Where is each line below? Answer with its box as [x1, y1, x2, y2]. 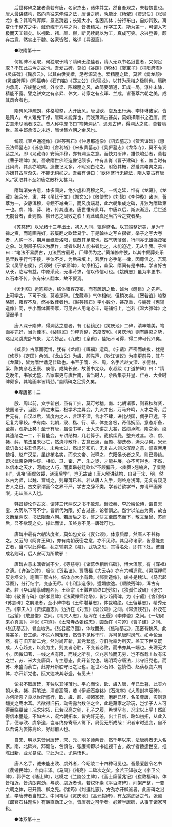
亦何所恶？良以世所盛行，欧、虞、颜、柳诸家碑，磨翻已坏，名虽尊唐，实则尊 [5, 694, 167, 700]
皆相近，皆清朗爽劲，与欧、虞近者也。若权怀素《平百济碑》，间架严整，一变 [5, 780, 165, 786]
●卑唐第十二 [14, 389, 41, 395]
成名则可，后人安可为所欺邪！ [5, 550, 68, 556]
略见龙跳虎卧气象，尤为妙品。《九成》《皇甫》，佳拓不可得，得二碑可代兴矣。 [5, 336, 165, 341]
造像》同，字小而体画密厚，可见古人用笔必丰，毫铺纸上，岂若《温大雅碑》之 [5, 305, 167, 311]
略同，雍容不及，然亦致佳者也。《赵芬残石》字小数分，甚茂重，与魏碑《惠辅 [5, 299, 165, 305]
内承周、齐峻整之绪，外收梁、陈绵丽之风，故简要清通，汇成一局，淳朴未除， [5, 84, 167, 90]
